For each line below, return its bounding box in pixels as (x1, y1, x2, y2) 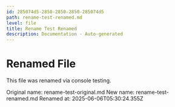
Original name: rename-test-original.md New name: (6, 88, 135, 96)
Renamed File (6, 57, 76, 71)
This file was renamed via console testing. (6, 77, 111, 84)
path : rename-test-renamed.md (6, 14, 83, 20)
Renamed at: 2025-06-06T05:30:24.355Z (39, 95, 144, 102)
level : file (6, 20, 36, 26)
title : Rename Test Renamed (6, 25, 78, 32)
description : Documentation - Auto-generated (6, 31, 123, 37)
